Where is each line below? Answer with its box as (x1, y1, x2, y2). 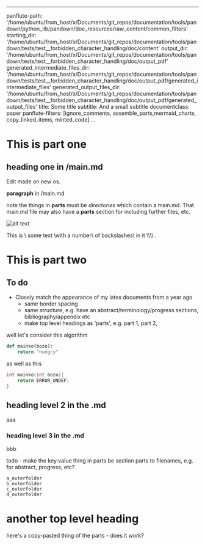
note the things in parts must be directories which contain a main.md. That (6, 202, 194, 208)
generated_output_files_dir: (52, 84, 121, 90)
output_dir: (161, 45, 189, 52)
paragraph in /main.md (6, 190, 65, 197)
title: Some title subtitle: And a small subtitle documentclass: (38, 103, 190, 110)
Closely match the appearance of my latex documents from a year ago (15, 294, 193, 301)
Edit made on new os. (6, 178, 61, 185)
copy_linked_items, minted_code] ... (6, 116, 96, 123)
